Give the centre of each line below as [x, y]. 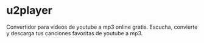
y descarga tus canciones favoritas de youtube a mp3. [75, 33]
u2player [30, 10]
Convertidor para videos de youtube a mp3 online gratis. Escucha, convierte [102, 27]
